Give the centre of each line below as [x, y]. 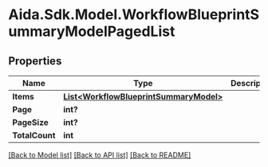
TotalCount [34, 135]
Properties [35, 61]
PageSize [31, 122]
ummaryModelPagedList [92, 31]
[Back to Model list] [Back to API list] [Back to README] [100, 155]
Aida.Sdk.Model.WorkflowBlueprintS [134, 15]
